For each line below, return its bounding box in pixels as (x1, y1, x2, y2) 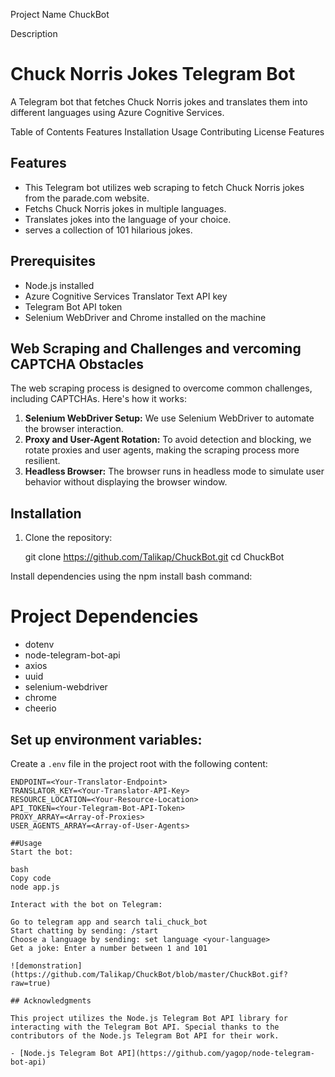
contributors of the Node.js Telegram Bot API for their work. (10, 1030, 280, 1041)
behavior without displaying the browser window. (24, 476, 228, 488)
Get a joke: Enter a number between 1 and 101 (10, 943, 208, 953)
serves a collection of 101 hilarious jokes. (24, 224, 193, 236)
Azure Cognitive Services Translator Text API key (24, 290, 228, 302)
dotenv (24, 639, 55, 651)
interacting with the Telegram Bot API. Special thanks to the (10, 1022, 280, 1032)
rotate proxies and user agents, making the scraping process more (24, 444, 300, 456)
